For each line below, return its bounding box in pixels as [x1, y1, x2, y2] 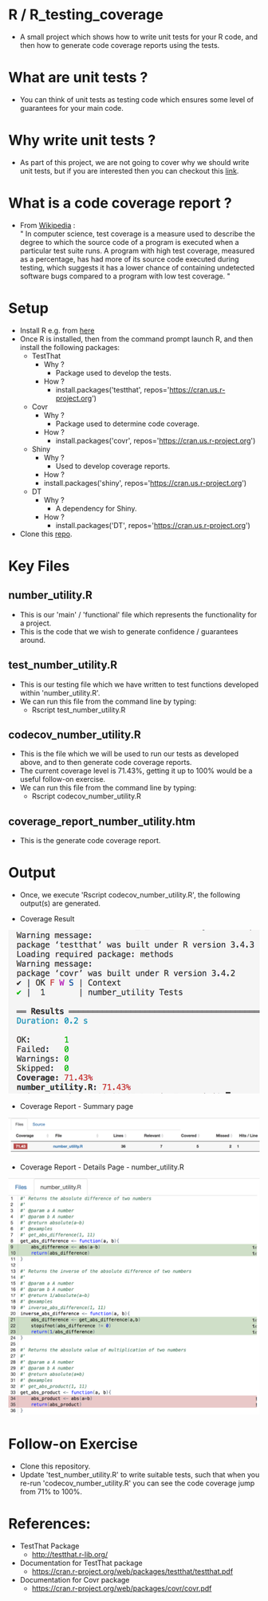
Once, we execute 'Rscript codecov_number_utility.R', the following [19, 890, 241, 900]
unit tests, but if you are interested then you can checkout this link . [19, 166, 239, 175]
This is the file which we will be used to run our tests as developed [19, 749, 239, 759]
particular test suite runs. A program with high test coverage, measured [19, 246, 255, 255]
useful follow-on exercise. [19, 775, 106, 784]
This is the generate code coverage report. [19, 836, 161, 846]
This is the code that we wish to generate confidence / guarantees [19, 626, 238, 636]
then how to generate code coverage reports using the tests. [19, 40, 220, 49]
